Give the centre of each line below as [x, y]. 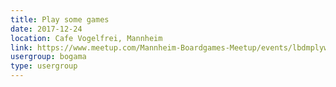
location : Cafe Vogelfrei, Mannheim [86, 38]
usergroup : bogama [48, 57]
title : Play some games [60, 19]
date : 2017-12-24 [46, 29]
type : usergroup [44, 66]
